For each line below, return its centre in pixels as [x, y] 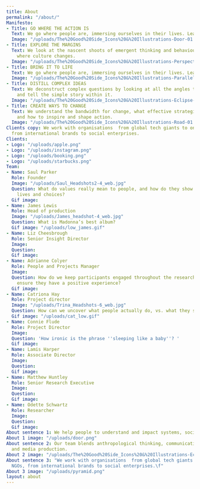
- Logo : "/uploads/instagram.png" [49, 150]
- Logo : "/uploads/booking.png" [46, 155]
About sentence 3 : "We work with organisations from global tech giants [100, 460]
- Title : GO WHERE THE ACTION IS [48, 28]
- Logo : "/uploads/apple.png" [44, 144]
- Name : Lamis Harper [33, 350]
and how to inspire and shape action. [65, 117]
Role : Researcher [33, 410]
